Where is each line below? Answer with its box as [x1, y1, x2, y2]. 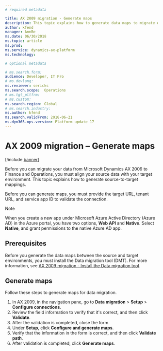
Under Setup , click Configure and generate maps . [12, 325, 114, 331]
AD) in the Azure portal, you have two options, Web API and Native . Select [5, 220, 154, 226]
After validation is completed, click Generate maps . [12, 340, 115, 346]
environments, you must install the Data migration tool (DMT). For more [5, 258, 147, 263]
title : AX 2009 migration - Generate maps [5, 16, 92, 21]
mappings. [5, 181, 26, 187]
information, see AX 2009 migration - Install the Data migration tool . [5, 262, 141, 268]
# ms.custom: [5, 97, 32, 102]
